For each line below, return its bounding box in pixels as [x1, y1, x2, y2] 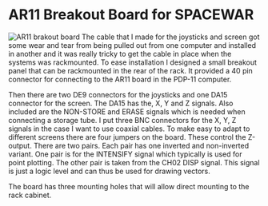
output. [8, 141, 32, 150]
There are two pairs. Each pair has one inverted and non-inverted [33, 141, 250, 150]
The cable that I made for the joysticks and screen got [81, 32, 260, 42]
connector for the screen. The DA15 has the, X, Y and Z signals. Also [8, 98, 234, 108]
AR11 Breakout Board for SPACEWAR [8, 6, 254, 24]
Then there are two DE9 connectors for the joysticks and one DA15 [8, 89, 228, 99]
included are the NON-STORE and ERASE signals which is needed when [8, 106, 246, 117]
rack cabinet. [8, 190, 52, 200]
